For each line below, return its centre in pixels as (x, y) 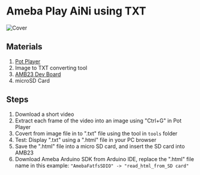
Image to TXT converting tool (51, 68)
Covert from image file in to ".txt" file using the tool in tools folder (96, 133)
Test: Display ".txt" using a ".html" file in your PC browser (86, 139)
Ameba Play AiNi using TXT (76, 11)
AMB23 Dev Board (38, 74)
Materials (24, 47)
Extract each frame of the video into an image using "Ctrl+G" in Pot (98, 120)
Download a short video (44, 114)
